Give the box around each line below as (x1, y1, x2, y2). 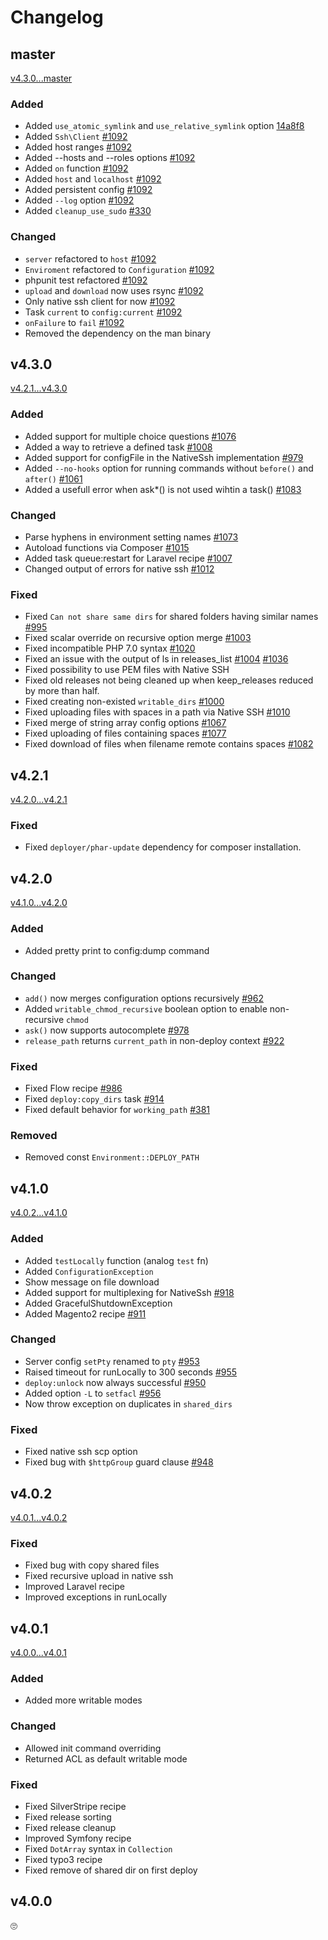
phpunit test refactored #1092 (24, 274, 148, 286)
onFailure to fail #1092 (24, 316, 125, 328)
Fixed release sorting (24, 1811, 112, 1823)
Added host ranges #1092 (24, 141, 132, 153)
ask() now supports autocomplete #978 (24, 1024, 190, 1036)
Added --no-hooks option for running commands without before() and (24, 462, 314, 474)
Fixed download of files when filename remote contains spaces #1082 (24, 738, 314, 750)
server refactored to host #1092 (24, 252, 157, 265)
